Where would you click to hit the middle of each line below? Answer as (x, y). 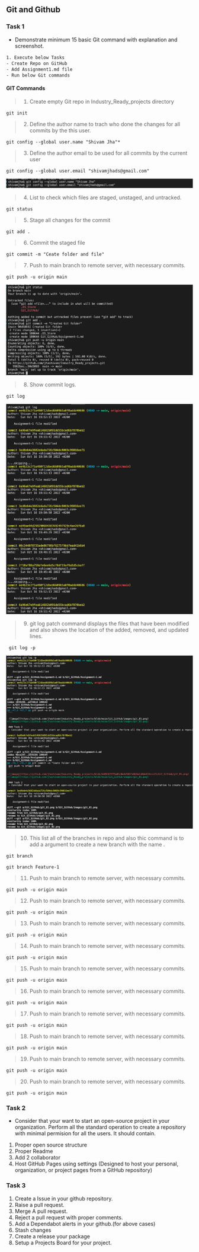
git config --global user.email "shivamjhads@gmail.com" (78, 171)
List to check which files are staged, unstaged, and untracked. (105, 197)
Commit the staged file (57, 242)
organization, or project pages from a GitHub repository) (84, 1170)
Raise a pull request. (40, 1205)
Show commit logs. (53, 384)
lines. (36, 636)
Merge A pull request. (41, 1211)
